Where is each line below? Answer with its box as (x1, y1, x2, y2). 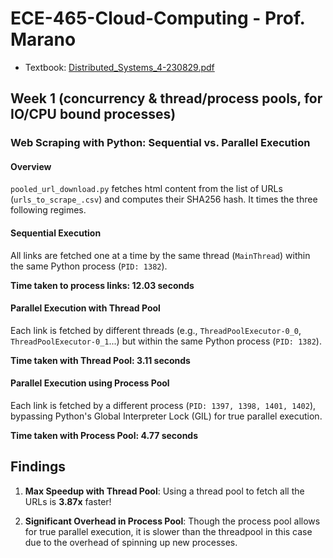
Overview (10, 160, 52, 172)
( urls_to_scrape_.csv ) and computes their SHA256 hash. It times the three (10, 193, 318, 206)
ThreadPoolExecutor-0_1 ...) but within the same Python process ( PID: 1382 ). (10, 335, 322, 347)
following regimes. (10, 204, 87, 216)
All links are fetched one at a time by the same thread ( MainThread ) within (10, 249, 311, 261)
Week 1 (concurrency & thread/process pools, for (10, 90, 323, 107)
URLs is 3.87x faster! (24, 495, 112, 507)
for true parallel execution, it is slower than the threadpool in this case (24, 525, 313, 537)
